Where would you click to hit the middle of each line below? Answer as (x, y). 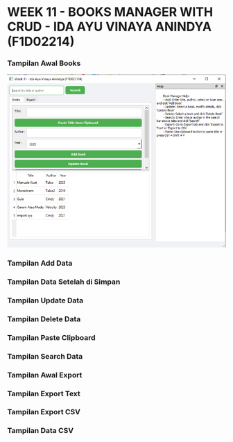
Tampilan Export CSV (44, 412)
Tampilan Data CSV (41, 431)
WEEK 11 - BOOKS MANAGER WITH (110, 12)
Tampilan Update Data (45, 300)
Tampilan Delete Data (44, 318)
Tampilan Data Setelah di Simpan (64, 282)
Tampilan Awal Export (45, 375)
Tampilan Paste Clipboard (51, 337)
